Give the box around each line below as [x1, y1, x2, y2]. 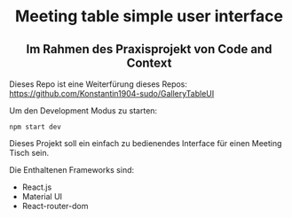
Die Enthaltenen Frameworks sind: [9, 165, 135, 175]
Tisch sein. [9, 148, 50, 158]
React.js [21, 182, 52, 192]
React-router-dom [21, 201, 89, 211]
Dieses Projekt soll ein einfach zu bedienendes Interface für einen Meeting [9, 138, 282, 148]
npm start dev [9, 122, 62, 131]
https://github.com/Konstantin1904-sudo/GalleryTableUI [9, 89, 215, 98]
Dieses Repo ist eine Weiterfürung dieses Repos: [9, 79, 188, 90]
